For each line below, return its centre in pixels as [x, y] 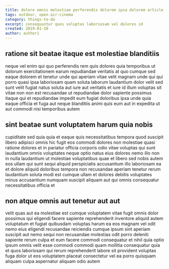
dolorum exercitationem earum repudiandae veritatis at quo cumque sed [80, 71]
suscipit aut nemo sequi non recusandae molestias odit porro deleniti [77, 235]
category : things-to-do [30, 19]
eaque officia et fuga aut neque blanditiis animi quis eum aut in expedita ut [83, 103]
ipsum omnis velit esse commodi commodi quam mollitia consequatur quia [83, 245]
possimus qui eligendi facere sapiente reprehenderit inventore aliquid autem [84, 219]
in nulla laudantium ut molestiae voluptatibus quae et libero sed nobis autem [84, 158]
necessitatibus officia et [30, 185]
